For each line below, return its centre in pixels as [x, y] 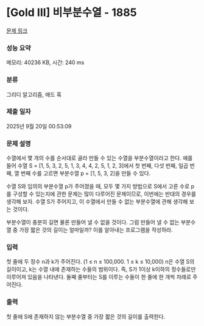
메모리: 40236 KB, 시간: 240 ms [45, 62]
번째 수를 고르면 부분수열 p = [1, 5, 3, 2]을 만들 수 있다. [86, 173]
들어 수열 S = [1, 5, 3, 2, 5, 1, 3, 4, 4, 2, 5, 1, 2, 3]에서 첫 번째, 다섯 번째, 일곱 [97, 166]
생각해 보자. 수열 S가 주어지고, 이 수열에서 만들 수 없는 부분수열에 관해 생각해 [97, 202]
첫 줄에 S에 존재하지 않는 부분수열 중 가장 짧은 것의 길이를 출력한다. [86, 316]
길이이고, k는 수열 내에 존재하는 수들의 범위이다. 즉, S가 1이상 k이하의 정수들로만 [101, 269]
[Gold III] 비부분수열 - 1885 [72, 13]
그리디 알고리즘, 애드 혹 [34, 94]
